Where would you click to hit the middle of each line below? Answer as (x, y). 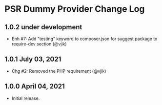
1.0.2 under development (43, 27)
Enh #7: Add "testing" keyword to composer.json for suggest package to (84, 39)
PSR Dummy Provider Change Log (75, 9)
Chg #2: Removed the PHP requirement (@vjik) (59, 71)
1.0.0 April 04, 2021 (35, 86)
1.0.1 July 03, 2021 (33, 59)
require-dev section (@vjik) (39, 44)
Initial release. (26, 98)
